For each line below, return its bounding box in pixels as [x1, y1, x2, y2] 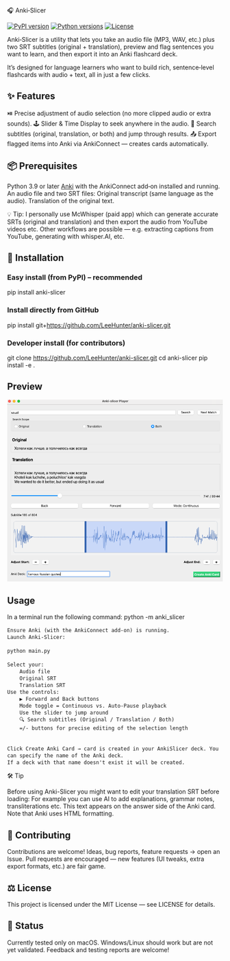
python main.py [7, 648, 51, 655]
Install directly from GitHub [7, 305, 99, 315]
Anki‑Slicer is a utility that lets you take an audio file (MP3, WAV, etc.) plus [7, 36, 215, 43]
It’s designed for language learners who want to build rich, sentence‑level [7, 63, 214, 71]
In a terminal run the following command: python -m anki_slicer [7, 613, 185, 621]
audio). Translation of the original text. [7, 196, 115, 205]
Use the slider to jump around [19, 710, 109, 717]
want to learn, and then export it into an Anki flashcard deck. [7, 50, 178, 58]
